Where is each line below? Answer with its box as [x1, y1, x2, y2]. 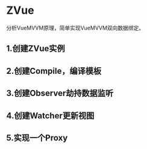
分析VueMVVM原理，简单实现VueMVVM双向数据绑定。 [6, 24, 145, 31]
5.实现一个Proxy [6, 133, 68, 143]
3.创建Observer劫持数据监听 [6, 88, 113, 99]
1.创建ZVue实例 [6, 43, 65, 54]
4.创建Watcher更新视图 [6, 111, 95, 121]
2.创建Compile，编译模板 [6, 65, 101, 76]
